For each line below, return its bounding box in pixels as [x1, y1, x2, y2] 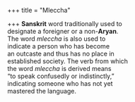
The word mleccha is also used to [7, 34, 106, 43]
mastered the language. [7, 87, 76, 95]
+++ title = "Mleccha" [7, 6, 71, 14]
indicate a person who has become [7, 42, 110, 50]
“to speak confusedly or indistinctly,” [7, 72, 115, 80]
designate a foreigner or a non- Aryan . [7, 27, 119, 35]
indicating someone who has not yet [7, 79, 113, 87]
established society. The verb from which [7, 57, 129, 65]
